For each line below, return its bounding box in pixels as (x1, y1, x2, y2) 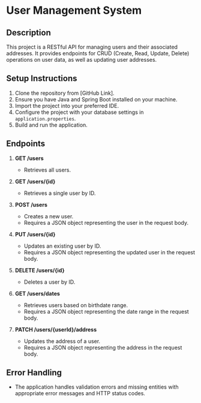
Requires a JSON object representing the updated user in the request (23, 248, 196, 255)
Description (6, 28, 51, 38)
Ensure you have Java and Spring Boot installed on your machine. (14, 95, 178, 103)
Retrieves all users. (23, 166, 71, 173)
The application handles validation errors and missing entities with (14, 383, 179, 390)
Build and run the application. (14, 121, 88, 128)
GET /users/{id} (14, 178, 56, 185)
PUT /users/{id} (14, 230, 56, 237)
